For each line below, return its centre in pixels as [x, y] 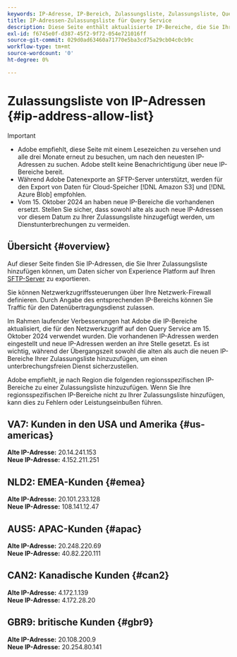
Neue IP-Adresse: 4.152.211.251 [53, 460]
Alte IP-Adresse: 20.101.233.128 [54, 499]
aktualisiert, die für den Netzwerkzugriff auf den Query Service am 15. [109, 328]
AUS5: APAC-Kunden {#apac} [75, 529]
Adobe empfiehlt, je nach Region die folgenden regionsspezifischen [106, 379]
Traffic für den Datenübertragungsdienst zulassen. [81, 307]
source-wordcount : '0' [41, 54]
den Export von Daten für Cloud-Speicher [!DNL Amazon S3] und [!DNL [121, 187]
